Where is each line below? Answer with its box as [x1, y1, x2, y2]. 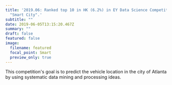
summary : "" [5, 26, 31, 32]
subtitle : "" [5, 17, 33, 22]
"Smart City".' [10, 12, 42, 17]
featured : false [5, 36, 40, 41]
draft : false [5, 31, 33, 36]
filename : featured [10, 45, 52, 50]
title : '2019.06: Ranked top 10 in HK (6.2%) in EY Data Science [5, 7, 147, 13]
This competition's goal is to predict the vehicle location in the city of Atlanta [5, 69, 167, 75]
